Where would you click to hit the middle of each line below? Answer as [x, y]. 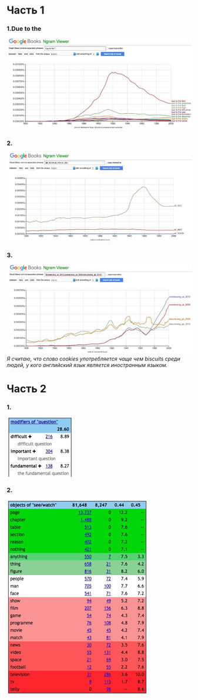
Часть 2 [26, 389]
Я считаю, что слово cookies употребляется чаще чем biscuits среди [94, 359]
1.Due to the [24, 29]
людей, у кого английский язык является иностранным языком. [87, 365]
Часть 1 [26, 10]
